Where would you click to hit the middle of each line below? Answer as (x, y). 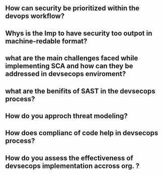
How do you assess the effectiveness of (69, 158)
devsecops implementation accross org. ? (72, 166)
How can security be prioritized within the (72, 8)
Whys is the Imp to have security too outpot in (79, 33)
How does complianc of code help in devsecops (82, 133)
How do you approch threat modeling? (67, 116)
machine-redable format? (46, 41)
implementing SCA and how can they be (69, 66)
